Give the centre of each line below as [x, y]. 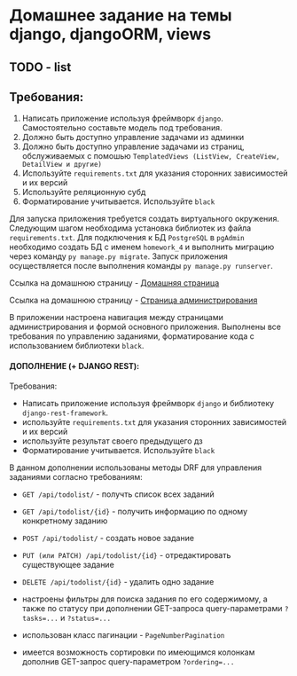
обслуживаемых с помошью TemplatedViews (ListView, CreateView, [151, 156]
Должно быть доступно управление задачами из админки [133, 138]
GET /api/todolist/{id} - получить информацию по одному [135, 511]
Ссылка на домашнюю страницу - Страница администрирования [133, 300]
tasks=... [40, 618]
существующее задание [68, 564]
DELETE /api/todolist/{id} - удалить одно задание [118, 581]
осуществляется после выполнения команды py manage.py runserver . [141, 266]
